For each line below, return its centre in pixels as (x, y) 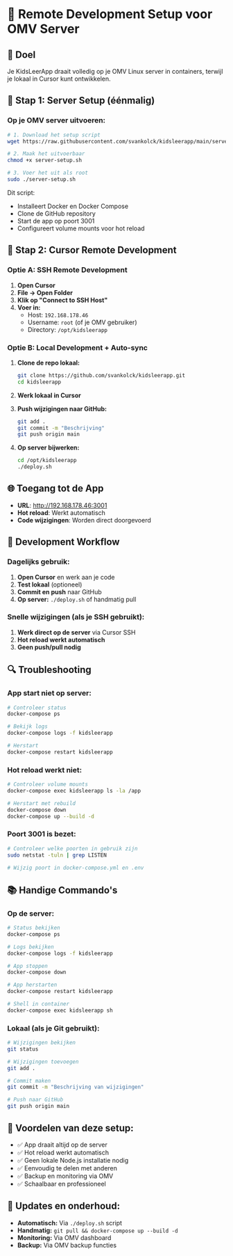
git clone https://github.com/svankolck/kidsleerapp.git (101, 375)
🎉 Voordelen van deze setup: (70, 1128)
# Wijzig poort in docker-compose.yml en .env (76, 868)
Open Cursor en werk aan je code (66, 577)
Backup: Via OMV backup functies (67, 1245)
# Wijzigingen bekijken (42, 1043)
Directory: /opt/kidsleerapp (67, 329)
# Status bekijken (34, 928)
